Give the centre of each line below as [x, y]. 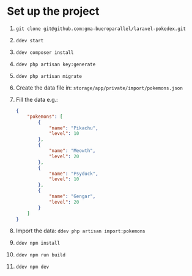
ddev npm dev [32, 267]
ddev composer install [45, 52]
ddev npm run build [41, 255]
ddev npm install [38, 243]
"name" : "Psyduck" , [73, 174]
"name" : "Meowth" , [72, 151]
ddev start [30, 40]
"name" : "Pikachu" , [73, 128]
